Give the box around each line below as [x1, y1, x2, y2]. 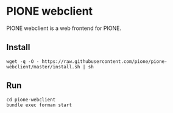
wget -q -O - [6, 58, 40, 65]
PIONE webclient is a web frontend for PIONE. [6, 24, 122, 32]
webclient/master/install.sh [6, 64, 80, 70]
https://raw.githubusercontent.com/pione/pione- [41, 58, 168, 65]
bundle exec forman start [6, 102, 72, 108]
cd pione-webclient [6, 97, 56, 103]
